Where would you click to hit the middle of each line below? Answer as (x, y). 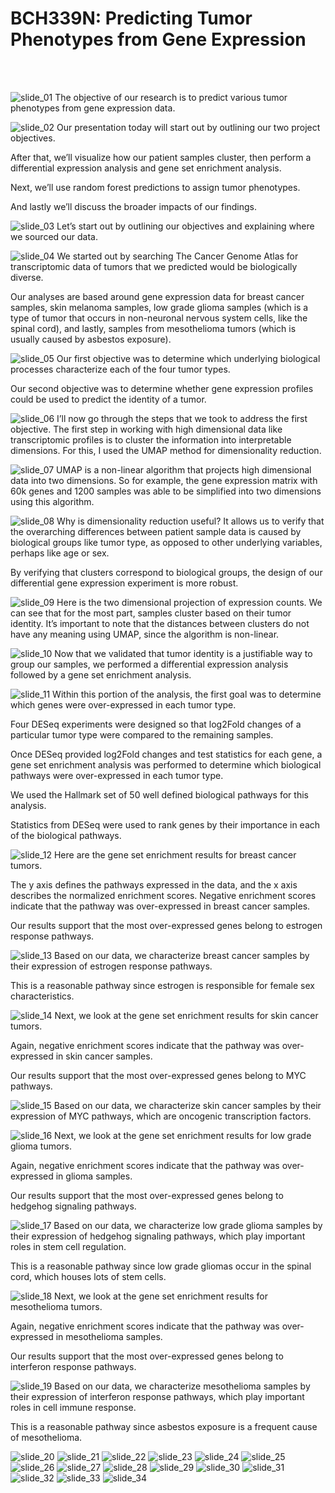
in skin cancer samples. (104, 1056)
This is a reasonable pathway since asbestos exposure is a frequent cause (164, 1426)
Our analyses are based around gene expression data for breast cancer (157, 296)
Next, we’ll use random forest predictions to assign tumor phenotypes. (155, 187)
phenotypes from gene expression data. (93, 108)
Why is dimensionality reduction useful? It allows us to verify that (190, 521)
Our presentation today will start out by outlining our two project (188, 127)
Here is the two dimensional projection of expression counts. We (189, 602)
